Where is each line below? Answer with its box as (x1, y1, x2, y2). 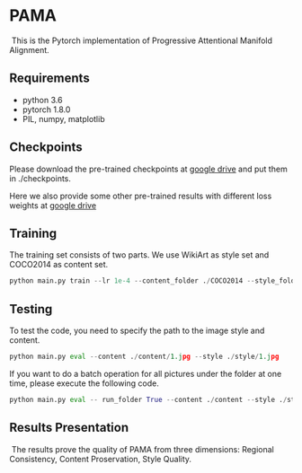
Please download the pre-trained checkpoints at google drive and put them (9, 163, 288, 174)
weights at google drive (9, 199, 97, 211)
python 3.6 (22, 94, 63, 105)
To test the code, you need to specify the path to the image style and (9, 325, 265, 337)
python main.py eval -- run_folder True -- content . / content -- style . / (9, 395, 288, 404)
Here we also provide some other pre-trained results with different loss (9, 190, 272, 201)
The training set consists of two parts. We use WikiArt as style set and (9, 250, 270, 260)
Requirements (9, 71, 90, 86)
